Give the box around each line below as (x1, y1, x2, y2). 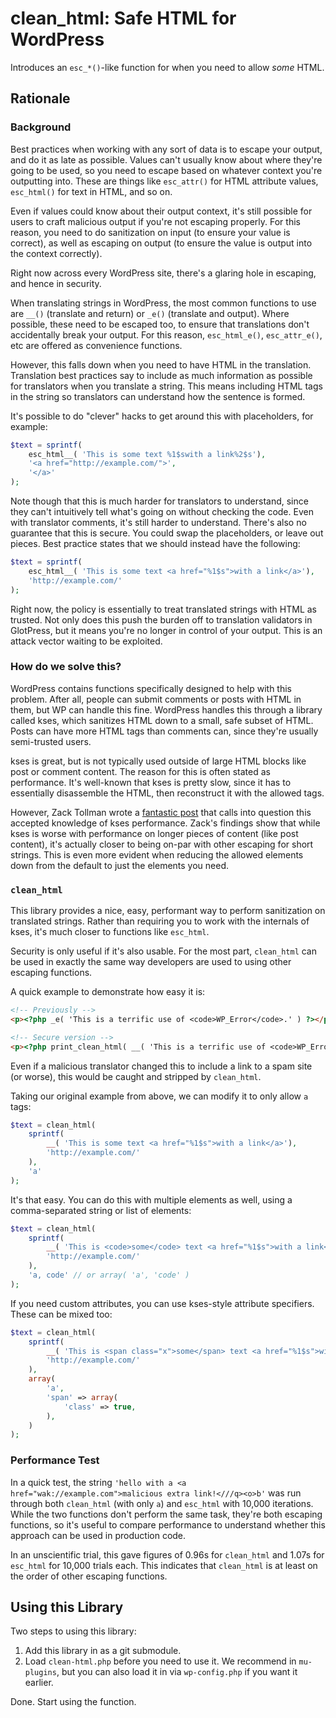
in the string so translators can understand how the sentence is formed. (10, 390, 306, 402)
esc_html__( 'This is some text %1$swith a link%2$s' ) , (28, 449, 267, 459)
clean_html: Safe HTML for (10, 7, 237, 30)
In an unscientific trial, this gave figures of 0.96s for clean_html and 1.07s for (10, 1548, 325, 1561)
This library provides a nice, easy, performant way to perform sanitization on (10, 905, 326, 917)
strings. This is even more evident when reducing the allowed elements (10, 848, 304, 861)
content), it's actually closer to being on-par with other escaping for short (10, 838, 314, 850)
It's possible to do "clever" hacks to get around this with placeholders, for (10, 410, 314, 422)
